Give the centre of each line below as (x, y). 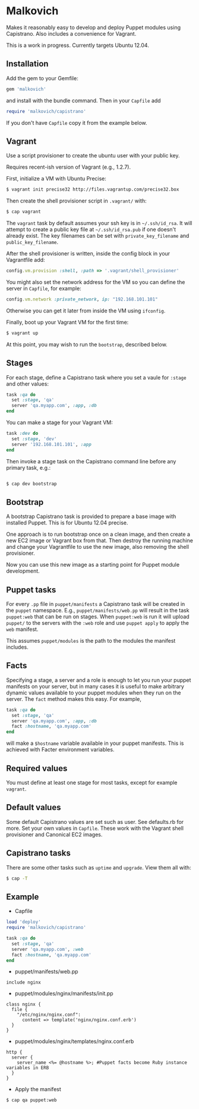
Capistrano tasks (39, 853)
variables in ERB (28, 1068)
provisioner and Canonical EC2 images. (54, 834)
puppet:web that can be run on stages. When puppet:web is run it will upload (98, 617)
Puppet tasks (31, 590)
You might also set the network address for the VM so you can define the (96, 282)
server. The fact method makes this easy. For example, (74, 699)
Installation (27, 64)
